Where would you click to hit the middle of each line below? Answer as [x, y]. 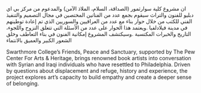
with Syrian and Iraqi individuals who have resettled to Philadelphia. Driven [98, 64]
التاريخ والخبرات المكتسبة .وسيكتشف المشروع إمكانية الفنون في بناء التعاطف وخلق [99, 34]
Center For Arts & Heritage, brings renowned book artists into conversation [99, 58]
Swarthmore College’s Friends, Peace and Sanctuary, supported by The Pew [101, 52]
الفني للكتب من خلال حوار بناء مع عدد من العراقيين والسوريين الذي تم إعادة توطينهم [99, 21]
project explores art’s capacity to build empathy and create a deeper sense [99, 77]
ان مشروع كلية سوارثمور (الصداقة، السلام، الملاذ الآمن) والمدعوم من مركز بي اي [96, 9]
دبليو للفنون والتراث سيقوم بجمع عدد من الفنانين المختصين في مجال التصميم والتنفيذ [100, 15]
